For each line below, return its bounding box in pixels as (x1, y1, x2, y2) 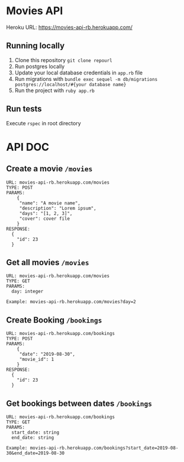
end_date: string (11, 435, 54, 441)
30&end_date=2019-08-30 (6, 450, 65, 456)
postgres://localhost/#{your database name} (14, 82, 127, 87)
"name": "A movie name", (19, 200, 81, 206)
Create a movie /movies (6, 164, 93, 174)
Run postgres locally (14, 63, 65, 70)
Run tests (6, 104, 42, 114)
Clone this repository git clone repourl (14, 56, 112, 63)
